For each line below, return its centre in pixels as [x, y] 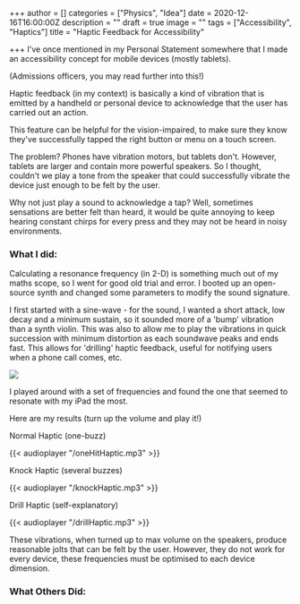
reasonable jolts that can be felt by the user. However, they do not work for [147, 549]
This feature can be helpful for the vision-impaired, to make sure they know [149, 130]
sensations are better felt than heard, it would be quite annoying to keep [142, 212]
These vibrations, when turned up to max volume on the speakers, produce [148, 540]
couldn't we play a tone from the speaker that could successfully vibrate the [150, 175]
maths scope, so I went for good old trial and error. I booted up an [131, 283]
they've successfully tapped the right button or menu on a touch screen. [143, 139]
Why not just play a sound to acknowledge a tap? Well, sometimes [131, 202]
